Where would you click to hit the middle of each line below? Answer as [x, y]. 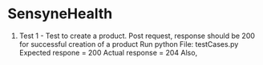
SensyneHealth [60, 14]
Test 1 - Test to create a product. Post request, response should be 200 [137, 36]
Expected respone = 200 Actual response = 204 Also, [108, 52]
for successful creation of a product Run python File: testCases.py [129, 44]
